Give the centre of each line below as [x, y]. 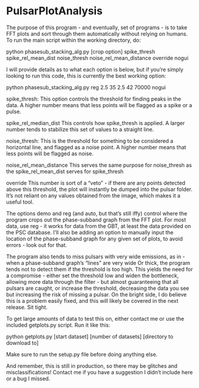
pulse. [14, 111]
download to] [22, 343]
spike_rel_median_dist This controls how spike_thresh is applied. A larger [96, 123]
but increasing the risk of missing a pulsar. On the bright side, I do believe [97, 294]
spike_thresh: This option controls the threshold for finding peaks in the [94, 99]
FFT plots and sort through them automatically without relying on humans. [97, 33]
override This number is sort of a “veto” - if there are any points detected [96, 183]
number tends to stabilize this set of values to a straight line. [80, 129]
